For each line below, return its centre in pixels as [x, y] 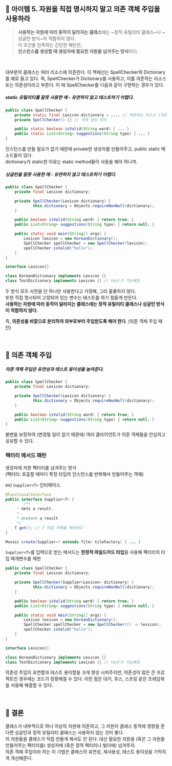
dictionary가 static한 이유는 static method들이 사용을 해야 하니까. [71, 162]
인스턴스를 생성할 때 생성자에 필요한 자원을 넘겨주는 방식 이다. [78, 51]
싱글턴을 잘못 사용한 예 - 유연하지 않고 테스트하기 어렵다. [61, 174]
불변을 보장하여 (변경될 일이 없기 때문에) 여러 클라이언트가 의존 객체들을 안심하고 [85, 434]
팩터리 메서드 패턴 [26, 455]
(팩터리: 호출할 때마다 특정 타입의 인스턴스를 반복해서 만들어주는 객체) [75, 474]
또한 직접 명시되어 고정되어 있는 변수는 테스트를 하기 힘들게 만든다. [71, 298]
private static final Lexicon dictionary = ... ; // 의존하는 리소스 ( [88, 115]
